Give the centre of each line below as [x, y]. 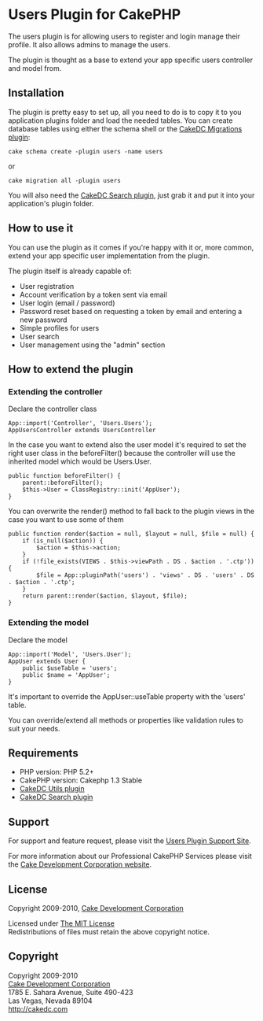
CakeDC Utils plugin [52, 789]
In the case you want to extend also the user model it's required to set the [127, 445]
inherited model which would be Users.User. [80, 461]
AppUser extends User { [47, 661]
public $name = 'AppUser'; [66, 675]
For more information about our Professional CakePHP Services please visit [130, 856]
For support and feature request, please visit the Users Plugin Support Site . [130, 841]
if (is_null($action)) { [63, 541]
